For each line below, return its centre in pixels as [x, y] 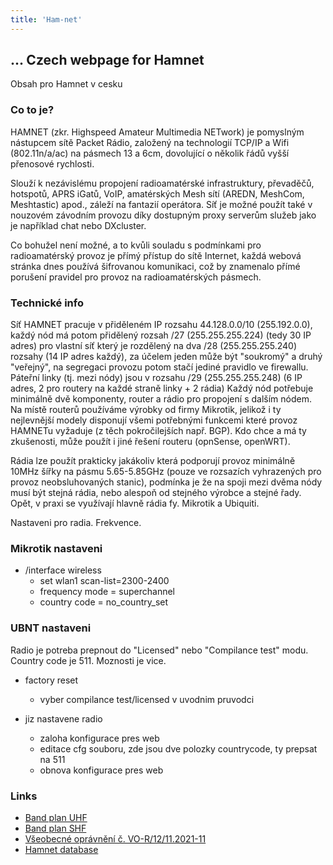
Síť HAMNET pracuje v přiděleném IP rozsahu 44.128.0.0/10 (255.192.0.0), [161, 325]
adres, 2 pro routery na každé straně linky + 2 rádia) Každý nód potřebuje [162, 388]
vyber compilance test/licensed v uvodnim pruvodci [147, 699]
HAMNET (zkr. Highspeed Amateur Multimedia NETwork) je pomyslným [157, 132]
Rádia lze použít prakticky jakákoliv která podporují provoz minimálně [153, 461]
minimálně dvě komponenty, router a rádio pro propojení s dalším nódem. [161, 399]
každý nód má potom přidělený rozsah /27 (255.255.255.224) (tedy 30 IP [161, 335]
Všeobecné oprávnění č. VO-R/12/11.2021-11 [115, 838]
